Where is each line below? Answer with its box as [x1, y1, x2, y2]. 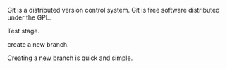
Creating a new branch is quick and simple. [7, 54, 133, 62]
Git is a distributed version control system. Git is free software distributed [7, 6, 220, 14]
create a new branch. [7, 40, 69, 48]
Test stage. [7, 27, 40, 35]
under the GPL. [7, 13, 51, 22]
